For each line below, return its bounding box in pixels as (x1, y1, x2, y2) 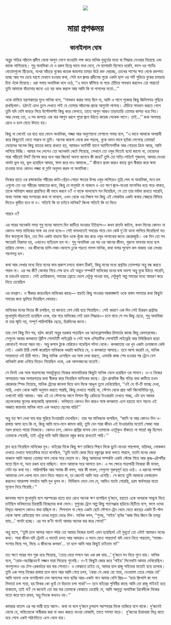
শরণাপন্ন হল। (5, 251, 25, 257)
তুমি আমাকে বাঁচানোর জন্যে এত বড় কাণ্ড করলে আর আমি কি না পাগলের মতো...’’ (5, 86, 120, 92)
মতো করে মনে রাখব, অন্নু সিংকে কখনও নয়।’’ (5, 592, 71, 598)
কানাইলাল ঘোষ (69, 43, 102, 52)
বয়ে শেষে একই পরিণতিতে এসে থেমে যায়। (5, 615, 66, 621)
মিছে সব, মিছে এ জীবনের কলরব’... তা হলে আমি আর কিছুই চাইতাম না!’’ (15, 541, 120, 547)
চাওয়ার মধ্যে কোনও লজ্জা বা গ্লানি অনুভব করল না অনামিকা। (5, 165, 90, 172)
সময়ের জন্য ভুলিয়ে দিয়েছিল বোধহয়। (5, 296, 59, 302)
